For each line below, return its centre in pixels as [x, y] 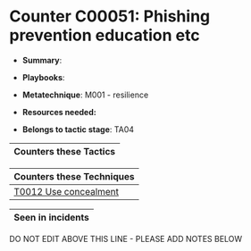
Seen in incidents [51, 217]
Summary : [42, 60]
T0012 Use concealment [66, 191]
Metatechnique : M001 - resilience [85, 95]
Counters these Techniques [74, 176]
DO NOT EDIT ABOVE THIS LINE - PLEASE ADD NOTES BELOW [126, 238]
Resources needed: [59, 112]
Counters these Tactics [65, 151]
